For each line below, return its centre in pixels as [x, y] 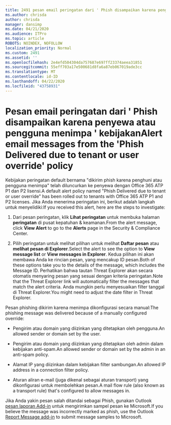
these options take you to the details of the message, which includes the [89, 265]
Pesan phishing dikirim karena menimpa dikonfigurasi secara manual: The [82, 307]
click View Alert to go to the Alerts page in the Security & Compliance [86, 228]
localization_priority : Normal [38, 48]
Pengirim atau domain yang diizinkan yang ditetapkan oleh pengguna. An [89, 328]
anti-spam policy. [31, 354]
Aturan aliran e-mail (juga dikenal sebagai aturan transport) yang [80, 379]
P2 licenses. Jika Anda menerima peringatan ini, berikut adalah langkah [80, 202]
